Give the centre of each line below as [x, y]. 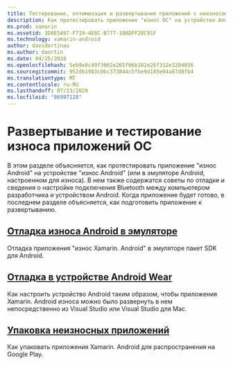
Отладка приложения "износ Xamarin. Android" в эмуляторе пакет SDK [112, 248]
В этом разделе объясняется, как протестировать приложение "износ [112, 165]
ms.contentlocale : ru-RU [43, 84]
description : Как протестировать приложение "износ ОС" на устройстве [111, 20]
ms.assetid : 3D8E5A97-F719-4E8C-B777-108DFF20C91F [82, 33]
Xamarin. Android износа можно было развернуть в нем [90, 301]
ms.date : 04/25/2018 [37, 59]
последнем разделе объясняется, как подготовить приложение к [105, 202]
